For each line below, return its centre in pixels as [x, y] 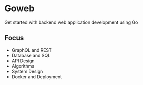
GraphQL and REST [32, 50]
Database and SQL [31, 55]
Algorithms [23, 66]
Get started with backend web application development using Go [71, 22]
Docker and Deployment [37, 77]
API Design [23, 61]
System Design [27, 71]
